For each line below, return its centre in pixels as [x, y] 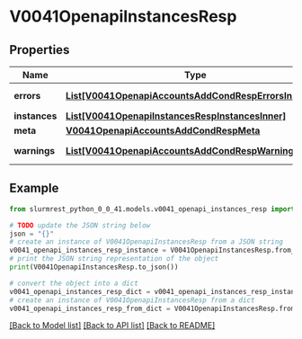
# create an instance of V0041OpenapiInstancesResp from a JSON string [146, 242]
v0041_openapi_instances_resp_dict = [80, 291]
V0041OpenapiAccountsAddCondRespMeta [163, 130]
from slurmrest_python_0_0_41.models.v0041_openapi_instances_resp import [152, 209]
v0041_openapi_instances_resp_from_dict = [90, 308]
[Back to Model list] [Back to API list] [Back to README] [112, 326]
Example [34, 188]
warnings [35, 151]
